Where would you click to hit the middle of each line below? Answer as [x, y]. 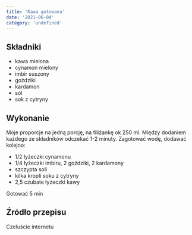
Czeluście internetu [30, 227]
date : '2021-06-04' [30, 17]
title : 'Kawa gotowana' [36, 12]
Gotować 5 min [25, 194]
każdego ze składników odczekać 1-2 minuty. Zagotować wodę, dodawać [96, 139]
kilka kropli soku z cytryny [47, 176]
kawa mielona [32, 61]
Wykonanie [28, 118]
